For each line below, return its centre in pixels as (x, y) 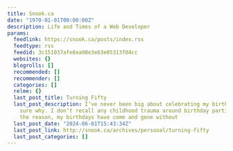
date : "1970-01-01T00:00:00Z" (51, 20)
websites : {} (32, 59)
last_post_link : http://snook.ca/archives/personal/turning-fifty (111, 130)
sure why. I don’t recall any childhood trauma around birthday (114, 111)
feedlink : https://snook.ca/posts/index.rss (79, 40)
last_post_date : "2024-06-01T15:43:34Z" (72, 124)
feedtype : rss (34, 46)
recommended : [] (37, 72)
